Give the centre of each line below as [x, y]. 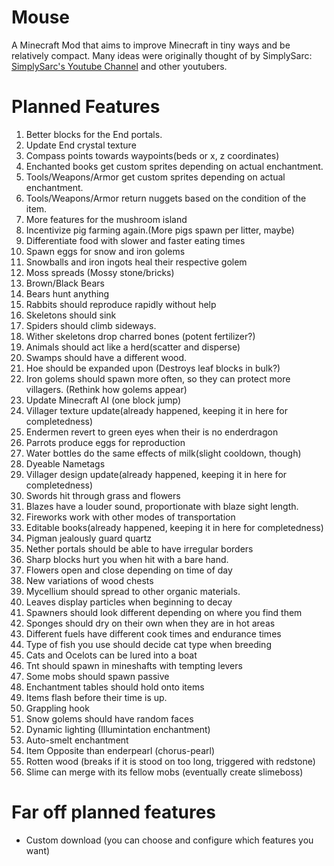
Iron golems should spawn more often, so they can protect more [158, 378]
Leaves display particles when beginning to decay [129, 602]
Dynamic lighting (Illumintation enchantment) [118, 729]
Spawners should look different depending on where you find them [164, 612]
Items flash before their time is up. [96, 697]
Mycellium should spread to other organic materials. [133, 591]
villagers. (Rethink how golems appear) [106, 389]
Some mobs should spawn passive [97, 676]
